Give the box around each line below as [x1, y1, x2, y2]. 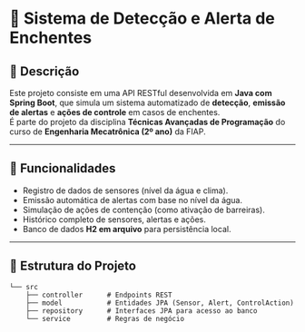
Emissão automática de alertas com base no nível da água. [22, 194, 243, 205]
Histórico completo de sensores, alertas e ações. [22, 213, 207, 225]
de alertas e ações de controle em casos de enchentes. [9, 107, 221, 117]
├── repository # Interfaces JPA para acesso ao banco [25, 306, 258, 316]
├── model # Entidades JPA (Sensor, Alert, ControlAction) [25, 298, 295, 308]
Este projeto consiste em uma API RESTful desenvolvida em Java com [9, 88, 272, 98]
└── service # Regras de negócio [25, 314, 184, 323]
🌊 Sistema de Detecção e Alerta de [9, 8, 275, 29]
